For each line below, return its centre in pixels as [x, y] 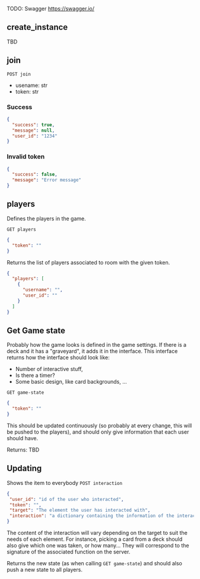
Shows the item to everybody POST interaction [65, 482]
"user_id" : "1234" [35, 136]
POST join [19, 74]
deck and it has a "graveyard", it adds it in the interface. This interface [92, 351]
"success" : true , [34, 124]
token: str [27, 91]
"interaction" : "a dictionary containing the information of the [92, 516]
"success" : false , [35, 175]
